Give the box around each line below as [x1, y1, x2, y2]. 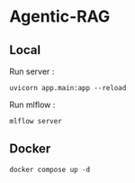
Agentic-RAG [9, 6, 111, 27]
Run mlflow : [9, 99, 56, 110]
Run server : [9, 66, 55, 77]
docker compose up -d [9, 165, 91, 174]
